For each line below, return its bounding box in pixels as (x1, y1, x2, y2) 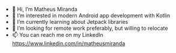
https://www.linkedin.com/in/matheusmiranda (11, 40, 126, 47)
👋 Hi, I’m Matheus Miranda (11, 6, 78, 13)
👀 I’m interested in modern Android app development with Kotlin (11, 12, 170, 19)
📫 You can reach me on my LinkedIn (11, 32, 104, 38)
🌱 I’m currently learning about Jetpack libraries (11, 18, 129, 25)
